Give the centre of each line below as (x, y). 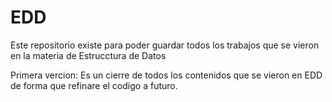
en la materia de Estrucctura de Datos (88, 55)
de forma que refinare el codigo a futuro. (94, 85)
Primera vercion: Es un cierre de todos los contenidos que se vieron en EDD (166, 75)
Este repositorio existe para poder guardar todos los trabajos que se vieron (165, 45)
